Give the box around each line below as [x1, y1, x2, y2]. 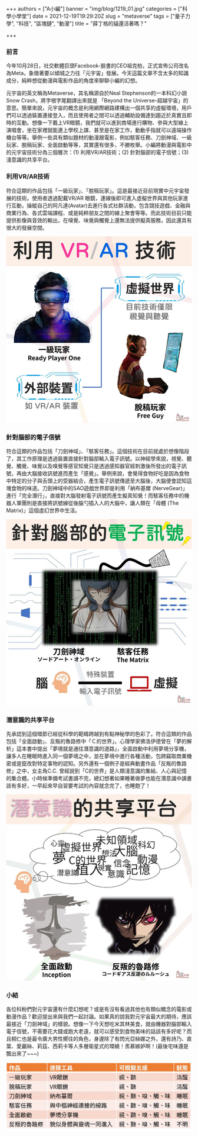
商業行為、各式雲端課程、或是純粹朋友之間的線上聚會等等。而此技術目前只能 [6, 209, 192, 216]
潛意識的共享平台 [6, 716, 55, 724]
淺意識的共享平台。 [6, 156, 53, 163]
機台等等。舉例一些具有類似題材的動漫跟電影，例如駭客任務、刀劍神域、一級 [6, 134, 192, 141]
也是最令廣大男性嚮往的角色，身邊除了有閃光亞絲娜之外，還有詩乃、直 [21, 1035, 192, 1042]
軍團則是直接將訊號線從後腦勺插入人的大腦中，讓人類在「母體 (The [16, 499, 179, 506]
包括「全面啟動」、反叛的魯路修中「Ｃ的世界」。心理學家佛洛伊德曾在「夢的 [6, 738, 187, 745]
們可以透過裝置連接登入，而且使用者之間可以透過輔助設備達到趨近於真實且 [6, 112, 187, 119]
